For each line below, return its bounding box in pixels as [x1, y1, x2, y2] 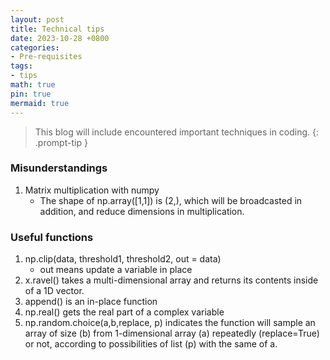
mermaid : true [10, 98, 70, 108]
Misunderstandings [10, 161, 108, 175]
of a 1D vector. [24, 285, 85, 297]
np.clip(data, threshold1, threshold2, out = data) [24, 253, 222, 265]
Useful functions [10, 230, 94, 244]
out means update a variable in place [39, 264, 193, 276]
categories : [10, 42, 60, 53]
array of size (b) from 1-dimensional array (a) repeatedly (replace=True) [24, 327, 320, 340]
